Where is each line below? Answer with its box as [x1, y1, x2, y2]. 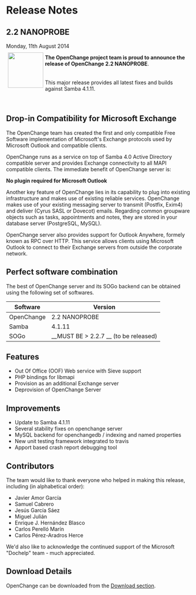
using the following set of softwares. [6, 289, 94, 296]
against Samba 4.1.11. [45, 85, 96, 92]
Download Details [6, 566, 72, 577]
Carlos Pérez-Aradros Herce [14, 532, 84, 539]
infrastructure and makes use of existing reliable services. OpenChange [6, 195, 180, 202]
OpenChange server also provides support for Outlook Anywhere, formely [6, 231, 185, 238]
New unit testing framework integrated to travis [14, 438, 129, 445]
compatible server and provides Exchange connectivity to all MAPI [6, 159, 167, 167]
